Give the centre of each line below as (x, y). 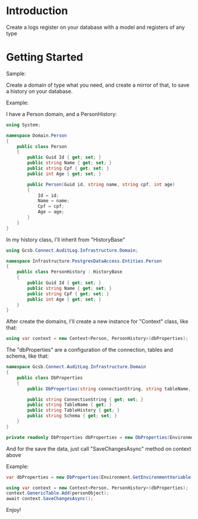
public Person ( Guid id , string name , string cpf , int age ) (101, 184)
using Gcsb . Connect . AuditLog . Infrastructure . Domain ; (72, 250)
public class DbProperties (50, 378)
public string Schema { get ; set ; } (72, 416)
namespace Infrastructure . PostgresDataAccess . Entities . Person (84, 261)
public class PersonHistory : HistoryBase (70, 272)
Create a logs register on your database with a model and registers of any (95, 27)
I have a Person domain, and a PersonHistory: (62, 114)
